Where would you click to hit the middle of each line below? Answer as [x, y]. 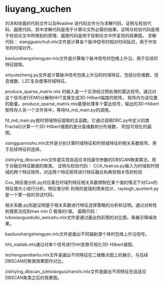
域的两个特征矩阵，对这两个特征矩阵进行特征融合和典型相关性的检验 [74, 172]
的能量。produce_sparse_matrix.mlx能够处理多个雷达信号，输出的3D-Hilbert [82, 104]
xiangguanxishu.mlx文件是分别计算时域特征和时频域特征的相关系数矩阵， [79, 143]
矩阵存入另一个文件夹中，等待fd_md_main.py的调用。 [59, 110]
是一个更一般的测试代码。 [31, 195]
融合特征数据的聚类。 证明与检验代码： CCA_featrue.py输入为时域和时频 [86, 166]
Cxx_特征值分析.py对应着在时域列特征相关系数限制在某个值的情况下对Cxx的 [81, 182]
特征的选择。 [31, 149]
